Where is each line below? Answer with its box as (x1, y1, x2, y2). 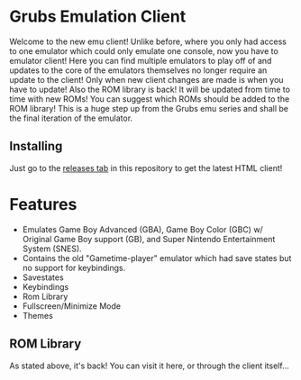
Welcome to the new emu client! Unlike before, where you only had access (9, 36, 287, 47)
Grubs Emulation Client (9, 6, 187, 27)
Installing (9, 139, 63, 154)
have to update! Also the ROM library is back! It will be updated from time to (9, 84, 291, 95)
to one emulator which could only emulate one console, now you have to (9, 45, 279, 56)
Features (9, 194, 78, 214)
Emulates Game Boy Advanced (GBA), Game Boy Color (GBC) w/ (22, 223, 263, 235)
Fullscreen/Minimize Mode (22, 300, 122, 312)
